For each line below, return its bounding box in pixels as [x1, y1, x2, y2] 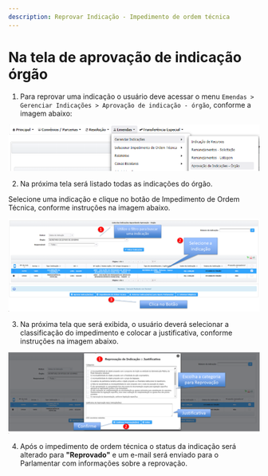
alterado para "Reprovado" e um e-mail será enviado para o [19, 450, 219, 460]
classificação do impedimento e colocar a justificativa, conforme [19, 328, 233, 338]
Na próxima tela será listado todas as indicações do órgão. [19, 179, 213, 188]
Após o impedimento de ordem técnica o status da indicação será [19, 442, 237, 451]
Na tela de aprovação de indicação [8, 48, 242, 66]
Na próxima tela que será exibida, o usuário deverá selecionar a [19, 320, 230, 329]
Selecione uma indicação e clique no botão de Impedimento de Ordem [8, 194, 240, 203]
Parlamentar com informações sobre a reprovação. [19, 458, 187, 468]
